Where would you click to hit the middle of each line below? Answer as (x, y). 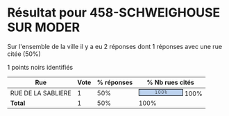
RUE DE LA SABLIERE (41, 93)
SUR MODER (44, 27)
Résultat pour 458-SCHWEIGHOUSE (114, 13)
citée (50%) (24, 54)
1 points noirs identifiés (40, 67)
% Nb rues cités (170, 83)
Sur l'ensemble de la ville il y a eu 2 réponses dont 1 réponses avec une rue (115, 46)
